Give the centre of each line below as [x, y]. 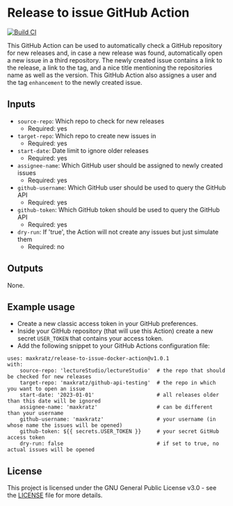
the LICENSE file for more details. [55, 496]
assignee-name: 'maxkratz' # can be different [116, 407]
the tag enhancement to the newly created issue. [75, 82]
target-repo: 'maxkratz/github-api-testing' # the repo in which [118, 383]
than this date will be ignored [54, 401]
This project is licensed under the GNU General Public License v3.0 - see [112, 488]
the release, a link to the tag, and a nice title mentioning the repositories [110, 67]
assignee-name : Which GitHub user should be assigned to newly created [120, 165]
